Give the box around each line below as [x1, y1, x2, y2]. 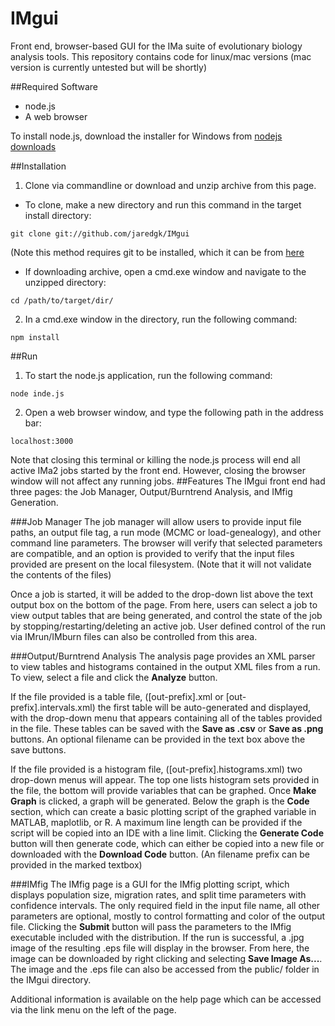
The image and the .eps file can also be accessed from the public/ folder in [10, 963, 320, 975]
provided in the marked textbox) [10, 858, 143, 871]
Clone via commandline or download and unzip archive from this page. [24, 179, 317, 191]
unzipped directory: [24, 276, 107, 288]
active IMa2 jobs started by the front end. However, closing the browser [10, 464, 307, 476]
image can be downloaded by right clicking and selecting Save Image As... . [10, 952, 323, 964]
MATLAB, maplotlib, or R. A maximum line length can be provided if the [10, 816, 303, 828]
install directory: [24, 209, 92, 221]
